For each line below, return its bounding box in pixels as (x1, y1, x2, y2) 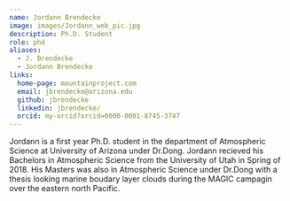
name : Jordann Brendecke (9, 12, 101, 22)
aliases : (9, 46, 42, 55)
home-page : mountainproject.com (17, 79, 137, 88)
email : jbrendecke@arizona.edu (17, 87, 133, 96)
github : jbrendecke (17, 95, 90, 104)
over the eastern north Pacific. (9, 183, 121, 194)
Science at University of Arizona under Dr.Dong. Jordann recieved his (9, 145, 264, 156)
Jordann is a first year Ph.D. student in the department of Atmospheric (9, 136, 266, 147)
